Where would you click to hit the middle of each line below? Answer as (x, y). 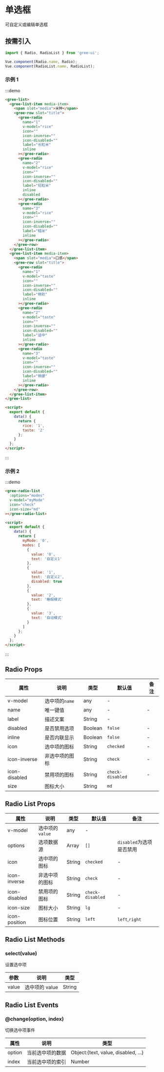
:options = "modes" (27, 496)
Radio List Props (30, 804)
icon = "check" (23, 505)
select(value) (21, 953)
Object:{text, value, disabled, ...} (107, 1052)
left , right (129, 919)
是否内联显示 (59, 737)
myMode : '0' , (36, 541)
